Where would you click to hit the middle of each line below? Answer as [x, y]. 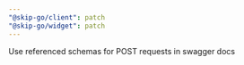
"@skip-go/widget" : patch [57, 26]
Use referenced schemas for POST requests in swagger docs [122, 51]
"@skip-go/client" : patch [57, 17]
